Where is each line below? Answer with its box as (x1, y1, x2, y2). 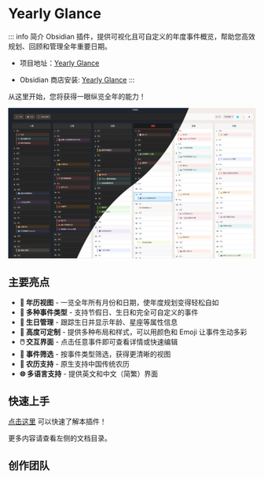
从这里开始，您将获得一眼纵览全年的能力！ (8, 91, 146, 101)
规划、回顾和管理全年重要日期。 (8, 41, 112, 51)
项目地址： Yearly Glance (19, 58, 100, 68)
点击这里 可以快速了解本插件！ (8, 417, 107, 426)
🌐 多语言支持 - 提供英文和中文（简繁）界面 (19, 369, 159, 378)
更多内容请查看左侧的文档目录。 (8, 433, 112, 443)
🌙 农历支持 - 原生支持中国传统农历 (19, 359, 130, 369)
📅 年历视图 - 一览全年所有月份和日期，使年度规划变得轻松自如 (19, 298, 219, 308)
